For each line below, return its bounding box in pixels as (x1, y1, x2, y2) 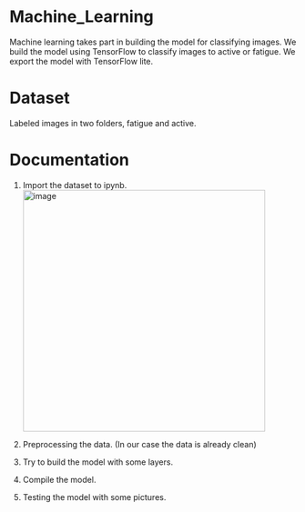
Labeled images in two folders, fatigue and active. (9, 117, 198, 128)
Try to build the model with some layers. (22, 457, 174, 467)
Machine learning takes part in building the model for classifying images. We (9, 36, 297, 47)
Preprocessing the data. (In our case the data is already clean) (22, 438, 257, 449)
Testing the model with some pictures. (22, 491, 167, 502)
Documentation (9, 150, 130, 170)
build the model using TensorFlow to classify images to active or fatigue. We (9, 45, 296, 56)
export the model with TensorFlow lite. (9, 55, 154, 66)
